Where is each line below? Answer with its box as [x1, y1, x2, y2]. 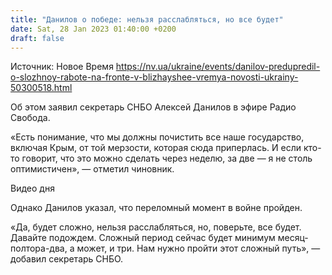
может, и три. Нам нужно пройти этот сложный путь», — [76, 242, 321, 255]
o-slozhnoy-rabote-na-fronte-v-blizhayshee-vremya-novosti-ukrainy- [10, 71, 299, 83]
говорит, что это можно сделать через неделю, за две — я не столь [21, 152, 313, 165]
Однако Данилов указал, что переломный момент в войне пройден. [10, 202, 303, 214]
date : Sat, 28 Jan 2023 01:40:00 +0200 [10, 24, 177, 34]
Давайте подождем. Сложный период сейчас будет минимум [10, 232, 276, 244]
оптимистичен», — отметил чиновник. [10, 163, 175, 175]
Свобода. [10, 112, 51, 124]
